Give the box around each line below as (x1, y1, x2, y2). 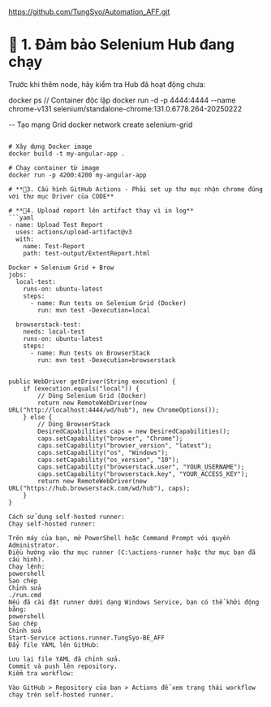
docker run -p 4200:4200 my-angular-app (8, 171, 148, 179)
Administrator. (8, 541, 60, 549)
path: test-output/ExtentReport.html (23, 249, 151, 257)
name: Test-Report (23, 242, 85, 251)
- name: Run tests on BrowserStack (29, 349, 151, 357)
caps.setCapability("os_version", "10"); (37, 456, 180, 464)
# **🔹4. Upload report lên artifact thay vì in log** (8, 207, 195, 215)
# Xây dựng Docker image (8, 142, 92, 151)
